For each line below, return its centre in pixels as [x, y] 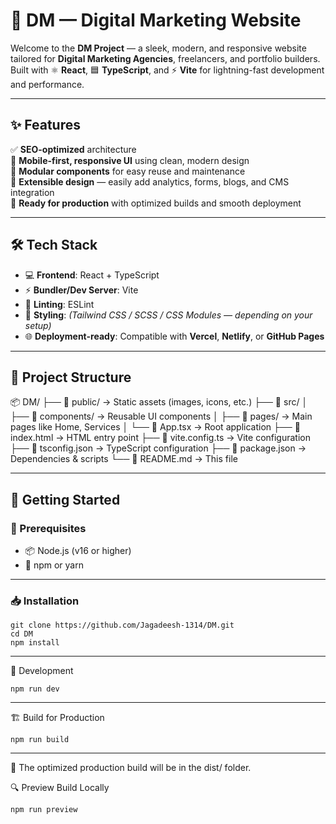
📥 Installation [45, 601]
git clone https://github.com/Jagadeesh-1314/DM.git [122, 625]
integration [32, 192]
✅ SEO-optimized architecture [73, 149]
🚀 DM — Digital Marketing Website [156, 20]
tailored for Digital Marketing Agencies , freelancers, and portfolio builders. [165, 58]
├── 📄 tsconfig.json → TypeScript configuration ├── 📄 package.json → [158, 448]
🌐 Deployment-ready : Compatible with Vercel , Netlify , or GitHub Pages [174, 336]
